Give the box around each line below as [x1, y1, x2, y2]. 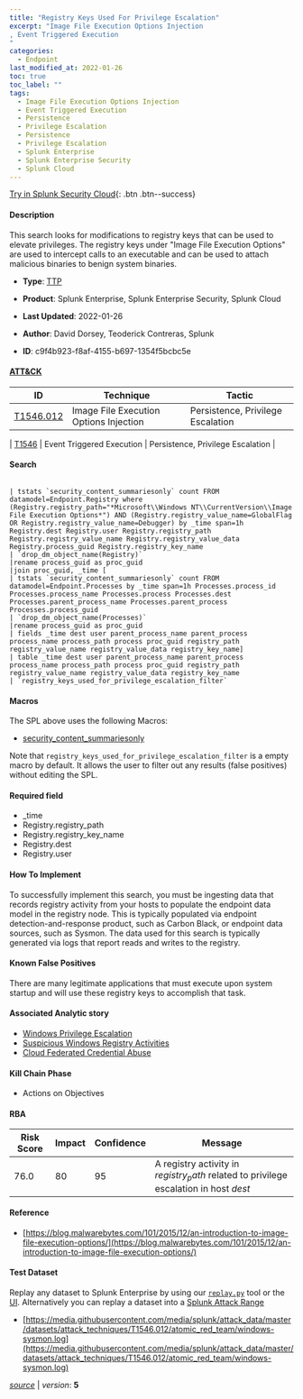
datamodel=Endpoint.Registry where [9, 495, 143, 504]
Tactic [225, 389, 254, 401]
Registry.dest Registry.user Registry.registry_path [9, 526, 212, 535]
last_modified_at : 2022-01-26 [9, 64, 124, 73]
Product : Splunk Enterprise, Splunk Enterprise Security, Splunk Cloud [22, 293, 281, 304]
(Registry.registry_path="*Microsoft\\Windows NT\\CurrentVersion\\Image [9, 502, 293, 512]
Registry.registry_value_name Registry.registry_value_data [9, 534, 241, 544]
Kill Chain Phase [9, 1067, 72, 1078]
